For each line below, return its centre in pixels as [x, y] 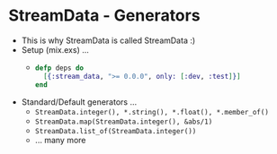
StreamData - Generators [104, 16]
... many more [60, 140]
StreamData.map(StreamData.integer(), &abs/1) [124, 122]
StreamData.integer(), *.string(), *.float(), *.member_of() [152, 112]
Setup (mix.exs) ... [55, 49]
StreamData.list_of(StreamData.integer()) [116, 131]
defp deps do [59, 68]
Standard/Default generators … [79, 102]
